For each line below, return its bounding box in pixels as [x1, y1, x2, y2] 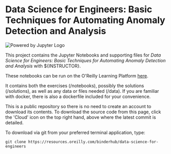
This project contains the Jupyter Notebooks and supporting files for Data [5, 52, 161, 58]
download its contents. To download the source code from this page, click [5, 109, 161, 115]
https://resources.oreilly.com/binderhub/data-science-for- [28, 139, 159, 144]
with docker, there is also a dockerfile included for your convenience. [5, 93, 151, 99]
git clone [5, 139, 27, 144]
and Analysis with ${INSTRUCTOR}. [5, 63, 81, 69]
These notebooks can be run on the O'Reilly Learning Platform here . [5, 72, 149, 79]
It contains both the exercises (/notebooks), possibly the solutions [5, 83, 144, 89]
